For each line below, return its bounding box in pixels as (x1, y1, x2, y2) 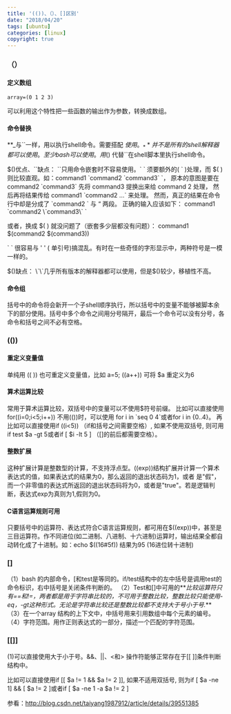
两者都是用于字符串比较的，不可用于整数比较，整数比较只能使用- (39, 592, 223, 601)
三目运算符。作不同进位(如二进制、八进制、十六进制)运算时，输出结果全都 (7, 532, 217, 541)
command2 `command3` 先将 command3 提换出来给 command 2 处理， (7, 182, 212, 191)
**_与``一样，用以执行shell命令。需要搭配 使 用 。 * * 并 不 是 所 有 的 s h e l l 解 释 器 (7, 141, 219, 151)
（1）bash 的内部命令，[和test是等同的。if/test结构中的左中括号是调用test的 (7, 575, 222, 583)
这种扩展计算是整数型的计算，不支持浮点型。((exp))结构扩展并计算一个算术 (7, 463, 220, 472)
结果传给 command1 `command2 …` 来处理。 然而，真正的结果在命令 (25, 191, 221, 200)
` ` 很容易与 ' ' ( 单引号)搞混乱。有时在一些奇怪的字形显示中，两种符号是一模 (7, 244, 223, 252)
